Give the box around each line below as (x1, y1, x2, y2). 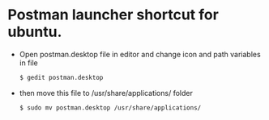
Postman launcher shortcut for (7, 6, 220, 24)
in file (19, 58, 38, 68)
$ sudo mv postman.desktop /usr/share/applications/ (19, 103, 202, 112)
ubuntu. (7, 23, 62, 41)
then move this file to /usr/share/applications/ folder (19, 88, 194, 97)
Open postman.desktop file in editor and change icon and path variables (19, 49, 261, 59)
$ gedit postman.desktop (19, 73, 104, 81)
